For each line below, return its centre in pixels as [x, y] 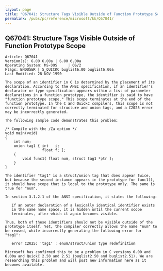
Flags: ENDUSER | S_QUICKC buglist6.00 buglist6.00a [59, 70]
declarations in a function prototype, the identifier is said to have [79, 95]
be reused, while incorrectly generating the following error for [73, 231]
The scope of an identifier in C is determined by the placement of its [80, 82]
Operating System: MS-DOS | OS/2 [43, 65]
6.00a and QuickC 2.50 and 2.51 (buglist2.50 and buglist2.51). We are [79, 256]
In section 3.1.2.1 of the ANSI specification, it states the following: [81, 197]
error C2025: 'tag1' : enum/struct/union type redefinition [73, 244]
